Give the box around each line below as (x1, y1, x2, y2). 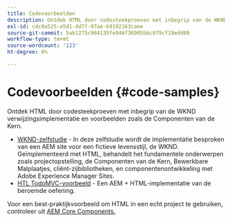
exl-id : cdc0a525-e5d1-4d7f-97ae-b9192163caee (7, 23, 144, 30)
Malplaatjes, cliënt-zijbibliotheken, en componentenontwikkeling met (17, 164, 213, 172)
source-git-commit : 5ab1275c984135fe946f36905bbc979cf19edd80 (7, 29, 190, 37)
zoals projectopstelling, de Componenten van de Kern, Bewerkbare (17, 157, 209, 165)
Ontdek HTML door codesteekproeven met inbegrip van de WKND (7, 107, 196, 115)
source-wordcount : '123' (7, 42, 79, 49)
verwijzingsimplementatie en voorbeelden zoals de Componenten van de (7, 114, 215, 123)
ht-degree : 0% (7, 49, 48, 56)
